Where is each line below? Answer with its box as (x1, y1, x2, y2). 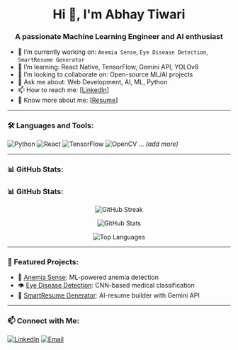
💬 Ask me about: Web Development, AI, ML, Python (17, 78, 168, 86)
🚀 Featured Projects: (7, 256, 79, 266)
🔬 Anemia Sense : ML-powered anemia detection (17, 273, 159, 282)
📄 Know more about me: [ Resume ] (17, 96, 118, 105)
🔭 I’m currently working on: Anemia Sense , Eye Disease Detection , (17, 47, 209, 56)
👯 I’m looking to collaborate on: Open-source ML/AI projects (17, 70, 193, 79)
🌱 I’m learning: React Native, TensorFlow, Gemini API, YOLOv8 (17, 63, 199, 72)
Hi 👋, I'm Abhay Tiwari (52, 6, 186, 23)
